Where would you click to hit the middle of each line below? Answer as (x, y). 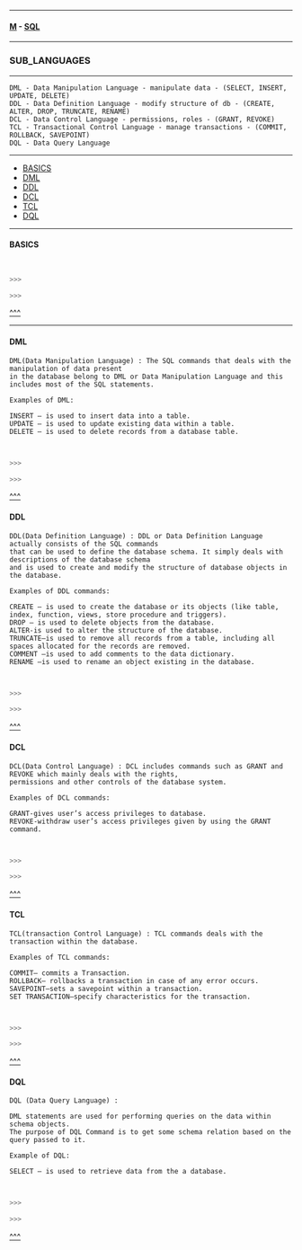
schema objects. (40, 1124)
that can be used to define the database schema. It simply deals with (146, 552)
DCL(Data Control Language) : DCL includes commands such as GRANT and (146, 766)
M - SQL (25, 26)
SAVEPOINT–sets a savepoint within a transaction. (106, 988)
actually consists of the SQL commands (84, 544)
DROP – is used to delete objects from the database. (112, 622)
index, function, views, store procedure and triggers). (118, 615)
